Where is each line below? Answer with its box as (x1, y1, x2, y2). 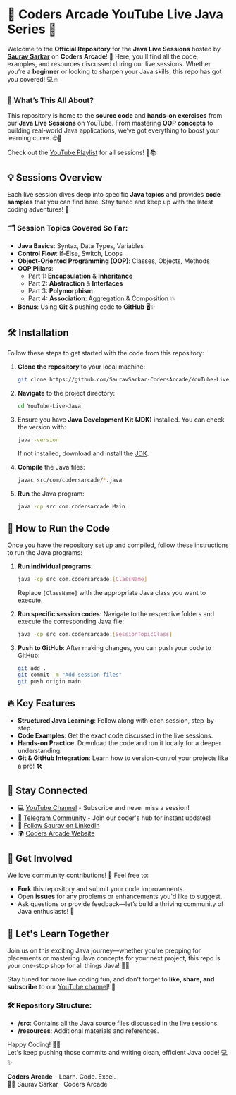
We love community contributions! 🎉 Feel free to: (7, 871, 149, 880)
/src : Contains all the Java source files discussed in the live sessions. (17, 1019, 220, 1028)
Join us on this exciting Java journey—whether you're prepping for (7, 946, 201, 955)
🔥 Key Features (7, 697, 76, 709)
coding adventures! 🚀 (7, 205, 70, 214)
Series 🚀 (7, 21, 57, 37)
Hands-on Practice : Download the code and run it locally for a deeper (17, 738, 222, 747)
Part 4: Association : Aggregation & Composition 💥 (27, 294, 176, 302)
